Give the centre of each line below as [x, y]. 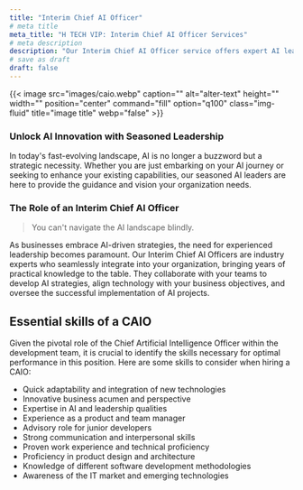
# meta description [46, 43]
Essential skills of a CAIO [80, 321]
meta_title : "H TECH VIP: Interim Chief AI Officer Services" [129, 34]
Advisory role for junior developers [87, 428]
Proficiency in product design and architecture [109, 457]
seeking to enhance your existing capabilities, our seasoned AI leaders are [148, 175]
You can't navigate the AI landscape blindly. [113, 227]
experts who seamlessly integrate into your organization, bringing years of [147, 264]
